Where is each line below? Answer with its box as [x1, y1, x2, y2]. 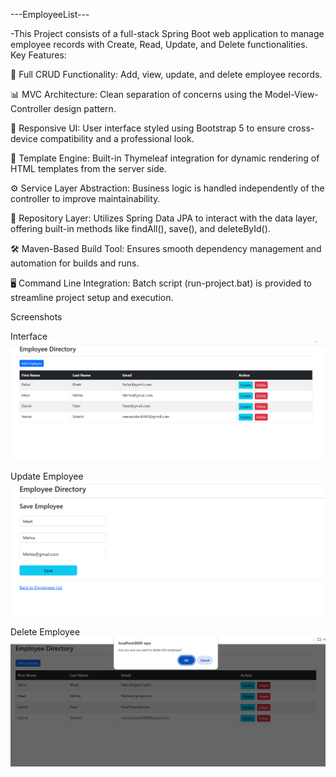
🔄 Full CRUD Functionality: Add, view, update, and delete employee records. [10, 69, 323, 80]
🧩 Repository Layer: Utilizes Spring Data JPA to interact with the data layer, [10, 212, 318, 224]
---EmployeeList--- [10, 9, 90, 20]
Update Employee [10, 470, 84, 483]
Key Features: [10, 49, 67, 61]
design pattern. [53, 103, 117, 114]
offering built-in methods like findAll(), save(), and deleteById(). [10, 223, 271, 234]
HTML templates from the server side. [10, 163, 167, 174]
